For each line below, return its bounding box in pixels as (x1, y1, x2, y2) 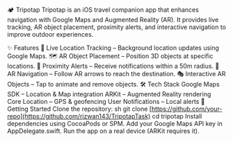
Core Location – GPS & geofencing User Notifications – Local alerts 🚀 (7, 98, 205, 105)
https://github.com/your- (151, 105, 223, 113)
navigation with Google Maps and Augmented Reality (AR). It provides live (7, 16, 219, 24)
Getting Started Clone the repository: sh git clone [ (7, 105, 152, 113)
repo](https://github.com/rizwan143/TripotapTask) (7, 112, 151, 120)
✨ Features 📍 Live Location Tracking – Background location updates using (7, 44, 219, 52)
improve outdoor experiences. (7, 30, 94, 38)
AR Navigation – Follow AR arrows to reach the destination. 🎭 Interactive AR (7, 70, 226, 78)
